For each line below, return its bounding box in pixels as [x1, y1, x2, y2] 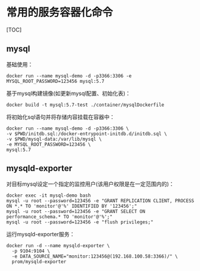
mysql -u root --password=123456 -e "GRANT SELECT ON [6, 208, 146, 214]
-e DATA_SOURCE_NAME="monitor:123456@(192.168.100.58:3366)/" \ [12, 253, 178, 259]
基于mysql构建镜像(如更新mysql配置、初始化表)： [6, 90, 131, 97]
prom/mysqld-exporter [12, 258, 67, 265]
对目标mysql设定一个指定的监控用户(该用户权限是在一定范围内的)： [6, 180, 174, 188]
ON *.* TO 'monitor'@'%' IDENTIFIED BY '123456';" [6, 203, 137, 209]
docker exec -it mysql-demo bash [6, 192, 91, 199]
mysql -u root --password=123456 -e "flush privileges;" [6, 219, 154, 225]
